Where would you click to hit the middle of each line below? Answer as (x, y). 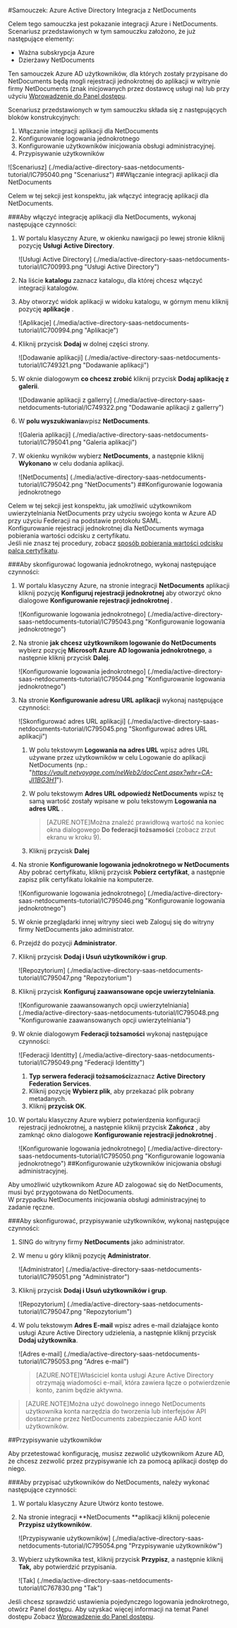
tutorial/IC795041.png (50, 442)
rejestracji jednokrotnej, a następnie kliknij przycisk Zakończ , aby (114, 1127)
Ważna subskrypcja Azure (56, 53)
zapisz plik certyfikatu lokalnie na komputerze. (86, 880)
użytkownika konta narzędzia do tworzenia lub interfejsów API (116, 1411)
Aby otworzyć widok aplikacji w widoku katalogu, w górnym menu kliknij (123, 302)
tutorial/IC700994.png (50, 330)
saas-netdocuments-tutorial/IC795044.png (81, 679)
